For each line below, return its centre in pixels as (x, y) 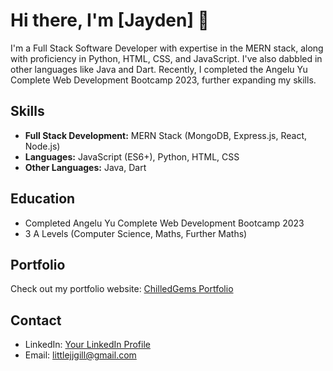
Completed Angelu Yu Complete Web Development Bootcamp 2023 (164, 223)
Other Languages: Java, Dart (85, 167)
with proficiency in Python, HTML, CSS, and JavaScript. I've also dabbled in (166, 58)
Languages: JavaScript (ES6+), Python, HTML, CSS (132, 156)
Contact (36, 320)
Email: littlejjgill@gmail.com (80, 355)
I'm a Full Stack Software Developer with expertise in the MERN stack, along (167, 48)
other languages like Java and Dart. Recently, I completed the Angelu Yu (159, 69)
